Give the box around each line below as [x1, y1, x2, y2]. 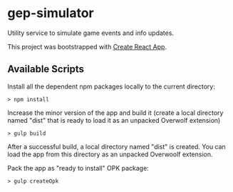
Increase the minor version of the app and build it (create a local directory [7, 108, 224, 117]
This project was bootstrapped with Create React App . [7, 42, 167, 51]
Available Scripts [7, 63, 84, 76]
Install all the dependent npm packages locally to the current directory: [7, 82, 215, 91]
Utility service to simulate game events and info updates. [7, 29, 175, 37]
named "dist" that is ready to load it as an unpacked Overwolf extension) [7, 116, 221, 124]
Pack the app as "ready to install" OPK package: [7, 163, 150, 172]
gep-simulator [7, 5, 94, 21]
